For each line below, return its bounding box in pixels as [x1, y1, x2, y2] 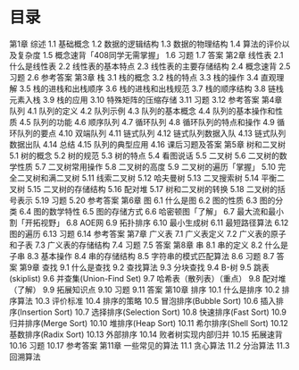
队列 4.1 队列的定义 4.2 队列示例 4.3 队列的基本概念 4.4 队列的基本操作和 [9, 105, 276, 116]
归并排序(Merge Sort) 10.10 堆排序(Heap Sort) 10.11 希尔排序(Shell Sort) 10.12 [9, 317, 288, 328]
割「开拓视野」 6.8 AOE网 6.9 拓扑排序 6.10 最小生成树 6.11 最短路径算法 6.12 [9, 217, 289, 228]
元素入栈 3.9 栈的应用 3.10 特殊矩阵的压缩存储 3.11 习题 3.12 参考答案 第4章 [9, 94, 283, 105]
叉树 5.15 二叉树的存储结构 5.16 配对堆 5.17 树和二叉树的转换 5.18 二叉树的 [9, 183, 278, 194]
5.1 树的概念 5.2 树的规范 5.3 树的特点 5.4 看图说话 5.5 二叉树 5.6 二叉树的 [9, 150, 279, 161]
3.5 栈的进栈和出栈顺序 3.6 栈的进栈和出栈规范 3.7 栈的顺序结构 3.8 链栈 [19, 83, 284, 94]
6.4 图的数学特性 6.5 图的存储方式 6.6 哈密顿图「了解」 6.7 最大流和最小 [19, 206, 284, 216]
